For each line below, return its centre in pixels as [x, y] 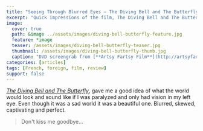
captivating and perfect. [36, 110]
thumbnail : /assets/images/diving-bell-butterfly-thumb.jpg [89, 51]
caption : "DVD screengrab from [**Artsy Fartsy [73, 57]
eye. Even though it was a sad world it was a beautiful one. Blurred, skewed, [101, 104]
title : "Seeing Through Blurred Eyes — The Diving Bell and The [89, 12]
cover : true [27, 29]
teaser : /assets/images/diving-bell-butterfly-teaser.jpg [86, 46]
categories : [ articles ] [36, 62]
